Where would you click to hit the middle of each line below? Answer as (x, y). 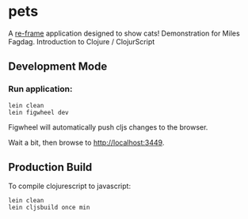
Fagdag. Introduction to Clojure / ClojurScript (82, 41)
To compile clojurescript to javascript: (70, 186)
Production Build (50, 167)
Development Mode (58, 67)
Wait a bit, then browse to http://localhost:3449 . (86, 142)
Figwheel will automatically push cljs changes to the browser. (108, 127)
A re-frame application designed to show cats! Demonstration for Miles (124, 33)
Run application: (40, 89)
